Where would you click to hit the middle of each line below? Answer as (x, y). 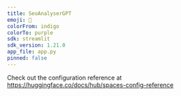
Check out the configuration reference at (65, 77)
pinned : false (27, 58)
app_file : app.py (32, 52)
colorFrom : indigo (33, 26)
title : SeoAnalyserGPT (39, 13)
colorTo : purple (30, 33)
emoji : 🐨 (19, 20)
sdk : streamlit (29, 39)
